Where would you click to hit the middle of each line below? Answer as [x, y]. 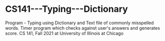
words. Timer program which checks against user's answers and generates [83, 28]
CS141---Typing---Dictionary [67, 9]
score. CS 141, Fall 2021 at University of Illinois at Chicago [64, 33]
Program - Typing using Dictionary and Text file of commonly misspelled [80, 23]
